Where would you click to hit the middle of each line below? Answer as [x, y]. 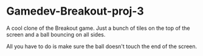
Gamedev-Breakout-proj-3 [75, 11]
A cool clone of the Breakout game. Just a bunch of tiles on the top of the [98, 28]
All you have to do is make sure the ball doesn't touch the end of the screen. [102, 46]
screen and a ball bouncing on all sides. [56, 34]
